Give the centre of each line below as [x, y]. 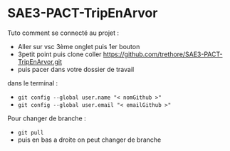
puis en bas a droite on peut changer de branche [89, 140]
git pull [31, 132]
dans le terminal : [33, 83]
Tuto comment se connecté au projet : [63, 33]
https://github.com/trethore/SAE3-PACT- [163, 54]
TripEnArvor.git [40, 61]
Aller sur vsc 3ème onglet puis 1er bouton [79, 46]
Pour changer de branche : [47, 118]
